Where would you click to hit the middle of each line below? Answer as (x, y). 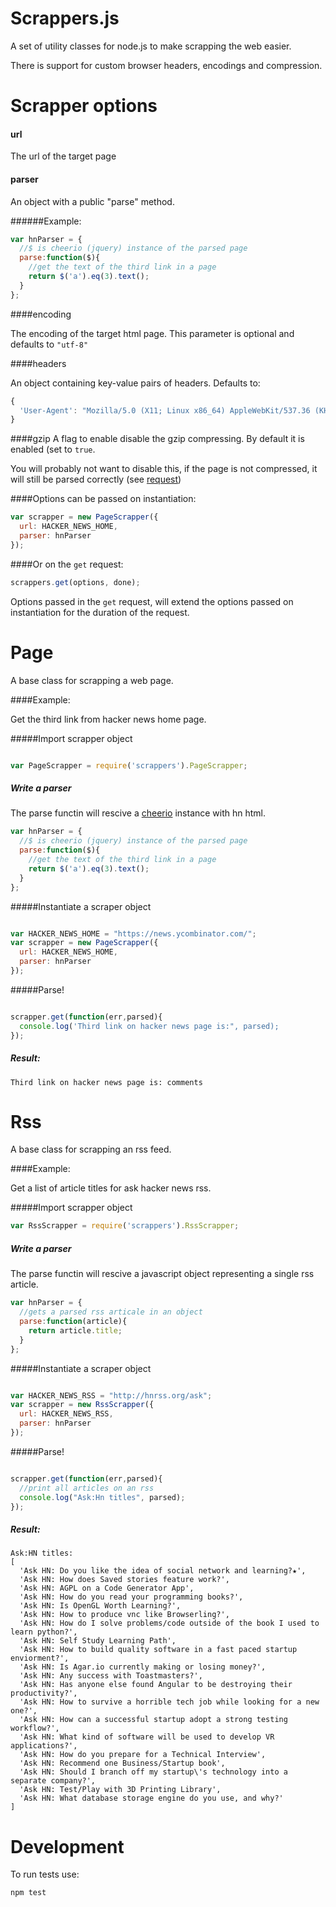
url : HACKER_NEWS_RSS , (66, 1414)
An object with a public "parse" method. (92, 201)
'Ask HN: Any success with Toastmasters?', (111, 1676)
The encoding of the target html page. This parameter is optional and (152, 333)
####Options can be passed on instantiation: (103, 499)
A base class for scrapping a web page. (92, 680)
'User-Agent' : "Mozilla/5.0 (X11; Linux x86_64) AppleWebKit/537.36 (165, 410)
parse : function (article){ (73, 1322)
